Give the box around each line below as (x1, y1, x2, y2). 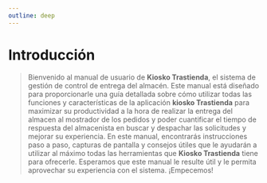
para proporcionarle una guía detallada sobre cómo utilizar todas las (27, 89, 253, 99)
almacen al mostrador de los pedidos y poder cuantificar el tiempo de (27, 115, 257, 124)
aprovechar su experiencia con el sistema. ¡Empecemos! (27, 165, 214, 175)
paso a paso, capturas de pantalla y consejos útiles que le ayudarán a (27, 140, 257, 150)
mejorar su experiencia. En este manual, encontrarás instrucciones (27, 131, 248, 141)
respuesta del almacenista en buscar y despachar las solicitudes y (27, 123, 247, 132)
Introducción (8, 45, 96, 64)
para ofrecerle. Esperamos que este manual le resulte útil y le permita (27, 157, 257, 166)
